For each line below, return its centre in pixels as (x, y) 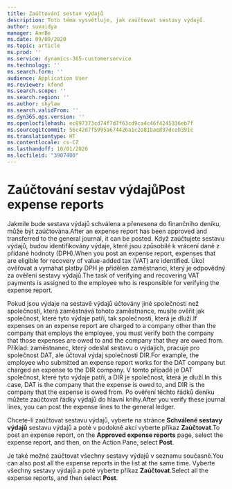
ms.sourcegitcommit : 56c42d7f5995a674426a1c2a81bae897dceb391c (100, 130)
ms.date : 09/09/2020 (37, 40)
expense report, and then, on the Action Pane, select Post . (91, 442)
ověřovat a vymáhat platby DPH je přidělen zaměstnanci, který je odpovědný (116, 268)
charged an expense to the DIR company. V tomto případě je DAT (100, 370)
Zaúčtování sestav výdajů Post (96, 190)
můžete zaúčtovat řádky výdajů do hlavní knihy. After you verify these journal (116, 399)
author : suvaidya (32, 26)
